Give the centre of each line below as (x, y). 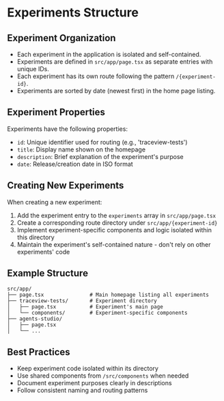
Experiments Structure (73, 13)
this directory (36, 237)
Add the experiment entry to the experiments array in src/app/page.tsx (116, 215)
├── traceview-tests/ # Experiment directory (82, 301)
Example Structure (48, 273)
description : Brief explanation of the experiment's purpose (100, 156)
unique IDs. (33, 69)
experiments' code (43, 252)
